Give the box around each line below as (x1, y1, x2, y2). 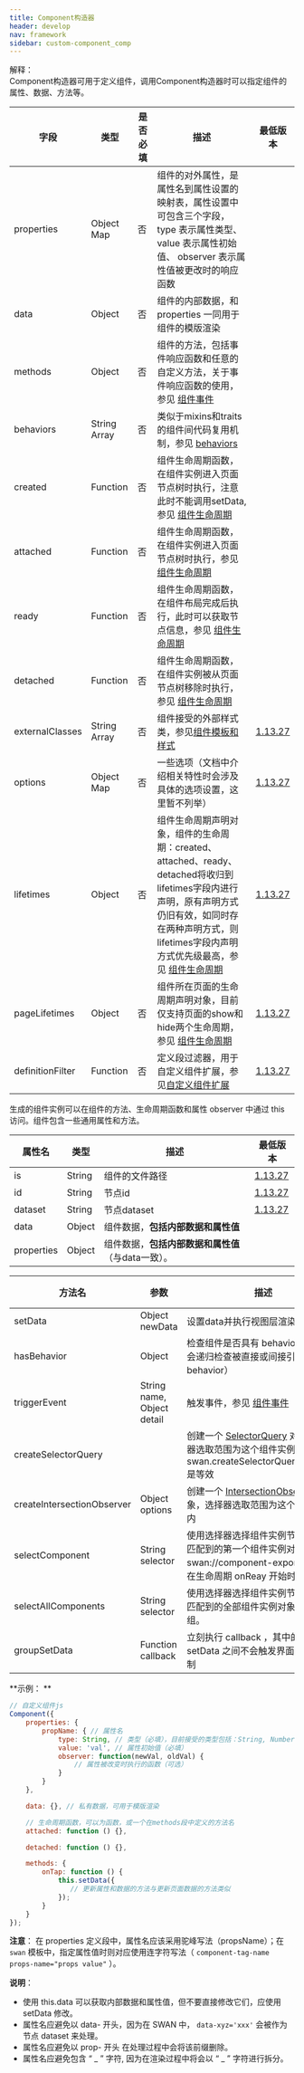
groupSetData (14, 1644, 74, 1657)
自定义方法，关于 (157, 366, 230, 378)
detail (139, 1413, 165, 1426)
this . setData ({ (57, 1876, 116, 1886)
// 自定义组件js (9, 1701, 64, 1711)
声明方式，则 (184, 922, 239, 935)
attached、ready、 (157, 855, 238, 867)
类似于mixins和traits (157, 410, 242, 423)
